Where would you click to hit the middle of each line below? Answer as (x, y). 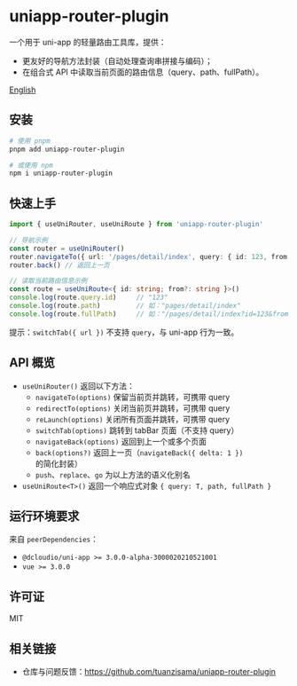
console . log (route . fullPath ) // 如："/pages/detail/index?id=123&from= (151, 314)
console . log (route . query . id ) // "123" (89, 298)
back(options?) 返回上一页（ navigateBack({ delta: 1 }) (139, 452)
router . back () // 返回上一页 (60, 265)
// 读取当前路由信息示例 (48, 281)
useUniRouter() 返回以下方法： (78, 386)
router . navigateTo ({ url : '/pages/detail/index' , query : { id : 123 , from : (150, 256)
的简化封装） (59, 463)
